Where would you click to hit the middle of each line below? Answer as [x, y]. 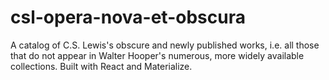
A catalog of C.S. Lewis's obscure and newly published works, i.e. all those [165, 45]
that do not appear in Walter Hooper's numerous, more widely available [157, 55]
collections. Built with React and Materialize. [101, 66]
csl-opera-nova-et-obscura [128, 17]
